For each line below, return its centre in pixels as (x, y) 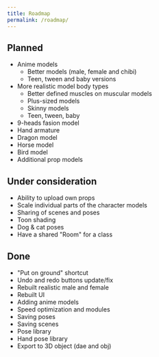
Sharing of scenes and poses (58, 213)
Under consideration (52, 181)
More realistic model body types (63, 86)
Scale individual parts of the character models (82, 205)
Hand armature (38, 130)
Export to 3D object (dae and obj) (64, 346)
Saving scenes (38, 324)
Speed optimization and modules (64, 309)
